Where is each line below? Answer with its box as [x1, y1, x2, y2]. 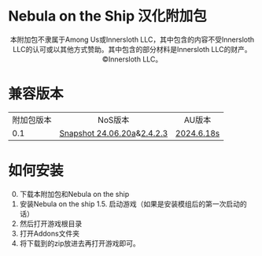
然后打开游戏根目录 [19, 218, 83, 228]
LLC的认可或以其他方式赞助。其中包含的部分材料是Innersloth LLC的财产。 [13, 44, 252, 54]
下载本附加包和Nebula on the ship [19, 189, 130, 198]
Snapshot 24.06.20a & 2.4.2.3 [59, 128, 168, 139]
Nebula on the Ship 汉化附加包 [8, 7, 207, 25]
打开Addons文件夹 [19, 228, 80, 238]
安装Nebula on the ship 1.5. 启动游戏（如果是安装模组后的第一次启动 [19, 198, 241, 209]
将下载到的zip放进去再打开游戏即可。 [19, 238, 140, 248]
